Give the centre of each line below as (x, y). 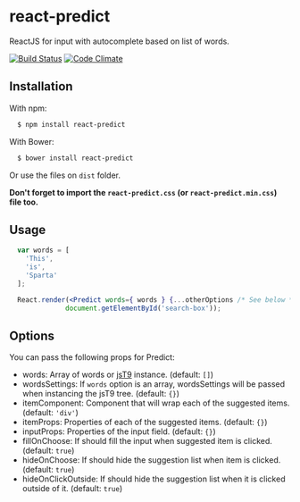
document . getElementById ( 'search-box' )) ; (143, 308)
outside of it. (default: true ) (72, 489)
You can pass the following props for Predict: (92, 357)
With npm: (28, 108)
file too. (24, 202)
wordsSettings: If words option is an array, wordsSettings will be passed (154, 384)
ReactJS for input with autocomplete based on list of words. (119, 41)
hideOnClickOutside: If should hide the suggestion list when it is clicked (154, 479)
